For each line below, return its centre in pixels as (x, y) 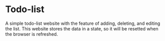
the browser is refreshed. (32, 34)
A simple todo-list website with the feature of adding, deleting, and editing (83, 23)
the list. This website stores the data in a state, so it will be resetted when (82, 28)
